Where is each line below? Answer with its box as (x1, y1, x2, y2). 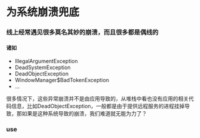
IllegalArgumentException (14, 58, 79, 65)
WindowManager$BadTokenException (14, 77, 109, 84)
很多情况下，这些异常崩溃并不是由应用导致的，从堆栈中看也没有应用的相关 (6, 95, 189, 102)
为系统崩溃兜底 (6, 5, 80, 19)
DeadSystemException (14, 64, 71, 71)
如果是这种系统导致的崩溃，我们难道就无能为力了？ (21, 110, 147, 117)
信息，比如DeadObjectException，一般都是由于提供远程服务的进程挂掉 (11, 102, 185, 110)
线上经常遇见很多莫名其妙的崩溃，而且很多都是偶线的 (6, 28, 159, 36)
